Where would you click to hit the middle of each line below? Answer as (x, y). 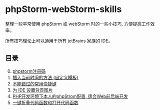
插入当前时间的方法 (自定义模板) (45, 77)
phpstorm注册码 (29, 71)
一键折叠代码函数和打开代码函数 (45, 102)
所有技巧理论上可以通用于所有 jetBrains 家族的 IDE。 (59, 41)
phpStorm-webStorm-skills (63, 9)
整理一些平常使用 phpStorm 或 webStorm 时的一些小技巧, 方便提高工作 (78, 24)
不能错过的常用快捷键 (34, 83)
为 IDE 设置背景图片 (32, 90)
